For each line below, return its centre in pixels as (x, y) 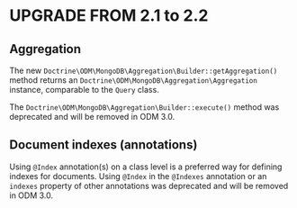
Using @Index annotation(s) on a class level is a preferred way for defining (146, 167)
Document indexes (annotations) (103, 145)
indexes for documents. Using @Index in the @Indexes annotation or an (138, 176)
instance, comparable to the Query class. (84, 90)
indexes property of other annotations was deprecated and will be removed (149, 185)
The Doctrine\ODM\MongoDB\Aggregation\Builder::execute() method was (144, 107)
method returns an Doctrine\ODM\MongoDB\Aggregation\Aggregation (134, 80)
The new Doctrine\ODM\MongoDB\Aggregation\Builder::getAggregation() (144, 70)
